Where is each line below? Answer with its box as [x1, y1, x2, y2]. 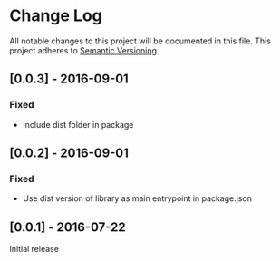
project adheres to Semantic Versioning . [9, 44, 159, 55]
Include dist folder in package [22, 119, 134, 130]
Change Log [9, 5, 102, 26]
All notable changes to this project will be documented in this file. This [9, 35, 272, 46]
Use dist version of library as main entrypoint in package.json [22, 193, 252, 204]
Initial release [9, 244, 59, 255]
